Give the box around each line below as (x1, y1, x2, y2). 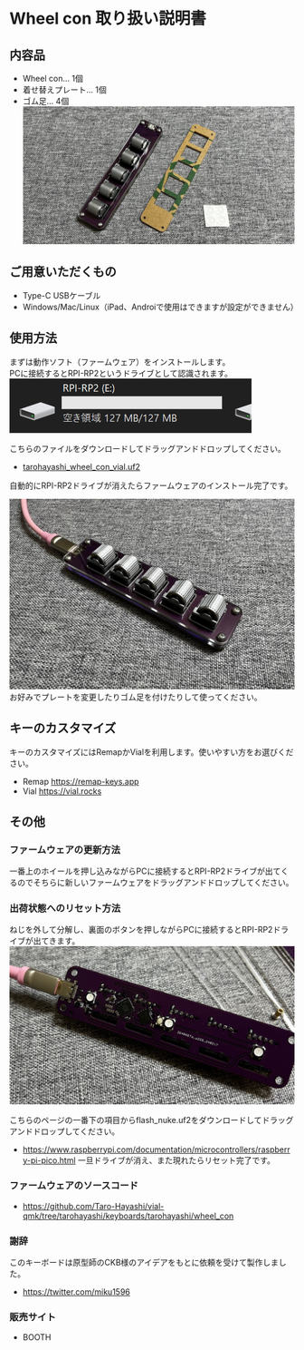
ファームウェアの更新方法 (9, 843, 120, 856)
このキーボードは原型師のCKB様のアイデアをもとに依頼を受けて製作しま (9, 1257, 279, 1268)
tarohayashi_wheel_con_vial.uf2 (22, 461, 141, 472)
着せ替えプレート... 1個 (22, 84, 107, 95)
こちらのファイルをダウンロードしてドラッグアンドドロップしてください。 (9, 443, 287, 454)
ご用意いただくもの (9, 264, 117, 279)
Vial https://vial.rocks (22, 786, 102, 797)
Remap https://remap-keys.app (22, 776, 139, 787)
